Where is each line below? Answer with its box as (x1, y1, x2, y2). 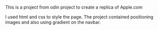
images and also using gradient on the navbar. (5, 19, 101, 25)
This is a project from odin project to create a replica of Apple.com (5, 4, 143, 10)
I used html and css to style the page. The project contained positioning (5, 14, 154, 19)
